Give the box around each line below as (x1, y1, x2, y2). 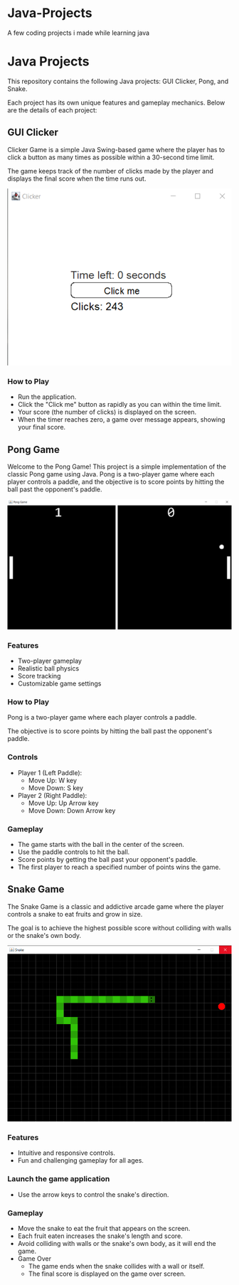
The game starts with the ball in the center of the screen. (17, 840, 185, 848)
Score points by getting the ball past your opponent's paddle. (17, 855, 198, 863)
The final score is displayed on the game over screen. (28, 1269, 186, 1278)
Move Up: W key (28, 776, 77, 784)
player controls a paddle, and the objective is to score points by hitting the (7, 478, 225, 486)
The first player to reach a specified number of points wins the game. (17, 863, 221, 871)
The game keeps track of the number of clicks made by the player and (7, 166, 213, 175)
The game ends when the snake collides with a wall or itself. (28, 1262, 205, 1270)
